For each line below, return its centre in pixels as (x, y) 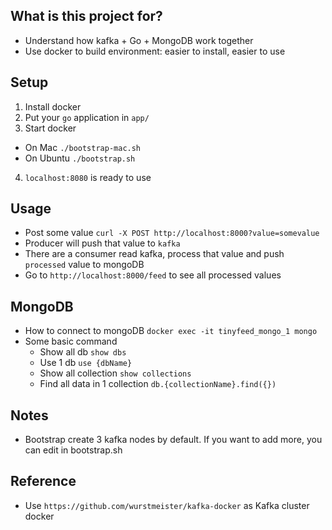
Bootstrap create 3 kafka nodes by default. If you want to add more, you (173, 440)
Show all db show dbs (83, 352)
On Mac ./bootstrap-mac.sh (83, 147)
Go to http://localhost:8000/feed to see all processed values (153, 275)
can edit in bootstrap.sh (73, 450)
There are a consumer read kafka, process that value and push (154, 254)
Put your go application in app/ (87, 117)
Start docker (50, 128)
